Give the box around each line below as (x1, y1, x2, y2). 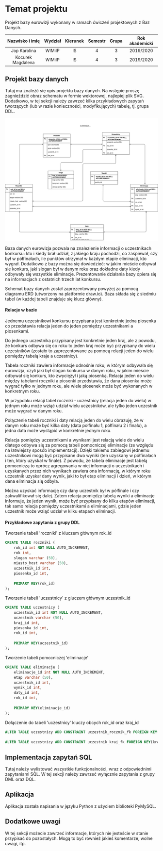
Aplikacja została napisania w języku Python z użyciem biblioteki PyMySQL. (5, 803, 156, 809)
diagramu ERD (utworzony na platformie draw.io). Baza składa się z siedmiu (5, 291, 156, 296)
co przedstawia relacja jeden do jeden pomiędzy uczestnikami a (5, 323, 133, 329)
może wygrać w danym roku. (5, 408, 63, 414)
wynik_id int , (14, 685, 42, 690)
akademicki (129, 40, 154, 47)
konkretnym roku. (5, 388, 40, 394)
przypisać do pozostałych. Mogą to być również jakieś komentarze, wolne (5, 835, 153, 841)
